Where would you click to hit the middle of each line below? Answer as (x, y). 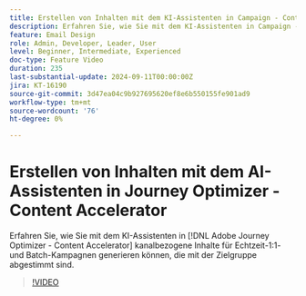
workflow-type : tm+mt (51, 102)
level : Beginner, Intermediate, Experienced (95, 52)
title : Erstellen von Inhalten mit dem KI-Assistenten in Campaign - (144, 18)
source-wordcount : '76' (55, 111)
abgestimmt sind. (42, 265)
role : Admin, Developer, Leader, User (83, 43)
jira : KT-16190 (38, 85)
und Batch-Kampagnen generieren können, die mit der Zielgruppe (133, 255)
